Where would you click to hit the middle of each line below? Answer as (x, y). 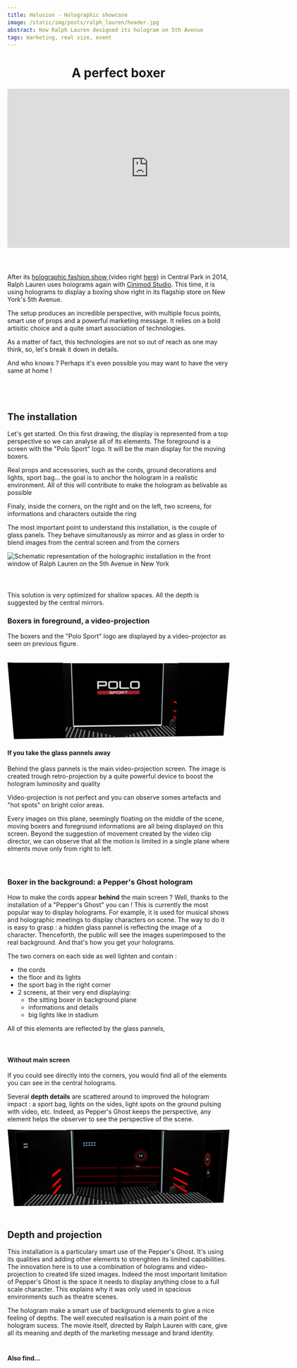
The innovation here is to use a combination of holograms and (97, 1267)
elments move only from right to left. (60, 848)
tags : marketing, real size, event (60, 37)
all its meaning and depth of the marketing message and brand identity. (111, 1333)
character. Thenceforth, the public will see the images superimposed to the (116, 935)
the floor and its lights (49, 977)
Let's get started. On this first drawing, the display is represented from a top (117, 434)
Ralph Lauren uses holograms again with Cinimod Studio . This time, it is (111, 285)
